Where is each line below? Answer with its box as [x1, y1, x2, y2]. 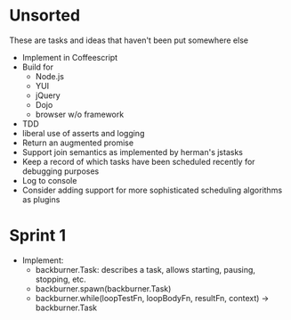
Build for [21, 62, 53, 72]
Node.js [35, 70, 65, 81]
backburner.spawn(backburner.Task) [35, 283, 172, 294]
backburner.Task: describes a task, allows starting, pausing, [35, 264, 256, 275]
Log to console [21, 175, 77, 185]
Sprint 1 [9, 226, 67, 246]
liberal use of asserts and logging [21, 127, 145, 138]
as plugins [21, 193, 61, 205]
